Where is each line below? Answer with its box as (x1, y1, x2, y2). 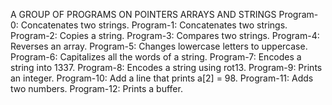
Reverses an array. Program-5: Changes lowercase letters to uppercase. (10, 40, 308, 52)
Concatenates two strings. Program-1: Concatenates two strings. (20, 19, 288, 31)
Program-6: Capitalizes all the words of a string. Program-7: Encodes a (10, 51, 302, 63)
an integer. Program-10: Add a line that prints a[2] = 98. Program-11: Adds (10, 72, 314, 84)
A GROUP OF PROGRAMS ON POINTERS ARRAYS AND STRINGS (10, 9, 277, 20)
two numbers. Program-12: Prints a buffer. (10, 83, 183, 94)
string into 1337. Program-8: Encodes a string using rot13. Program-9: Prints (10, 62, 323, 73)
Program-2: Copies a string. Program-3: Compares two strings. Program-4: (10, 30, 320, 41)
